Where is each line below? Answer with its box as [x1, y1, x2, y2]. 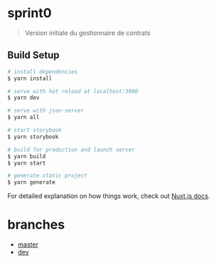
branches [7, 217, 65, 233]
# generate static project [7, 172, 88, 180]
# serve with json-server [7, 107, 84, 115]
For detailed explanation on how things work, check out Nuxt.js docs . [7, 192, 211, 200]
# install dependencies [7, 68, 78, 76]
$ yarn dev [7, 94, 40, 101]
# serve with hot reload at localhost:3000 [7, 88, 139, 95]
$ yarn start [7, 159, 46, 167]
